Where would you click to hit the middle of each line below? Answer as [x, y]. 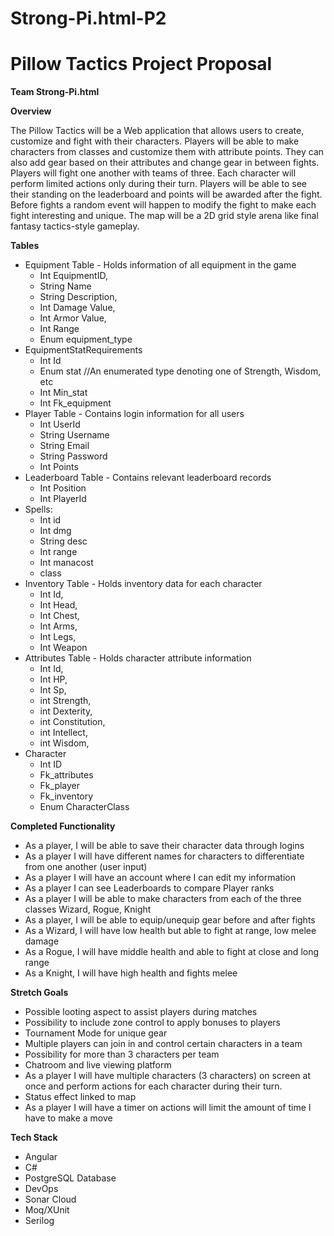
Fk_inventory [66, 796]
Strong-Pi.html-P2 [88, 18]
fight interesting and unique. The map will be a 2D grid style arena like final [164, 216]
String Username [74, 435]
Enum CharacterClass [84, 807]
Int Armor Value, [73, 318]
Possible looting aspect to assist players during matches [141, 1012]
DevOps [41, 1189]
